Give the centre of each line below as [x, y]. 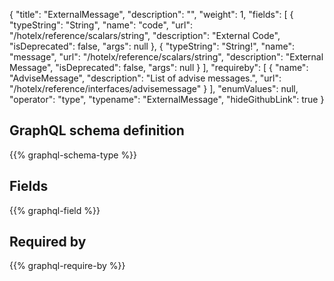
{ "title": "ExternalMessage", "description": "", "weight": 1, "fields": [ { [151, 14]
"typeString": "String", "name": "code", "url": [101, 25]
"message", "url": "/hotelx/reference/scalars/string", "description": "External [166, 57]
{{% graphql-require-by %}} [67, 266]
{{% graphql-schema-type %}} [73, 155]
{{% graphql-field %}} [55, 210]
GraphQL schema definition [97, 130]
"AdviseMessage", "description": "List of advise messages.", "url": [145, 78]
